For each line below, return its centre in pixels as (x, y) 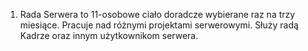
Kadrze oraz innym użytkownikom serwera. (109, 35)
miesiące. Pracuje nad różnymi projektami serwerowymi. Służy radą (159, 25)
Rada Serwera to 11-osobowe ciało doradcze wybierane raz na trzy (157, 14)
